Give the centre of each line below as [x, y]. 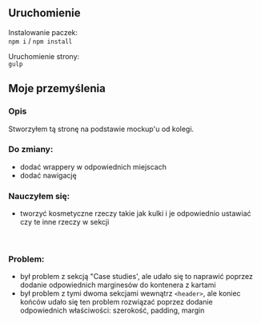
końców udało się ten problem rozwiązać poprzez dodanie [116, 302]
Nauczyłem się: [39, 196]
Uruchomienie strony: [44, 56]
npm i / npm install [40, 41]
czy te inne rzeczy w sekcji [64, 222]
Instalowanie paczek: [43, 32]
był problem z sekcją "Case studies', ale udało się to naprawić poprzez [137, 277]
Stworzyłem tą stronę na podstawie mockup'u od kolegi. [101, 129]
